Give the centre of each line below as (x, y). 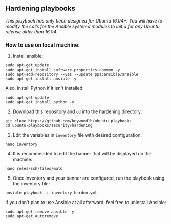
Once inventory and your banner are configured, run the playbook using (89, 178)
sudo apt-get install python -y (40, 102)
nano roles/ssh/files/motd (34, 169)
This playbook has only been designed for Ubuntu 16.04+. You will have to (84, 20)
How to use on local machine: (43, 44)
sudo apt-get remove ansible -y (40, 212)
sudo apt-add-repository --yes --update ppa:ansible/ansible (72, 74)
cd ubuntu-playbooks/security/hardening (49, 126)
